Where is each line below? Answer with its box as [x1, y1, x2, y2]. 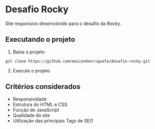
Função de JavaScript [12, 107, 60, 113]
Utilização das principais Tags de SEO [12, 117, 93, 123]
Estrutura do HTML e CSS [12, 101, 68, 108]
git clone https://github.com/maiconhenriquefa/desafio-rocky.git [5, 59, 150, 64]
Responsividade [12, 96, 47, 102]
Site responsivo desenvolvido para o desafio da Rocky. [5, 20, 122, 27]
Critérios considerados [5, 83, 81, 91]
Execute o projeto [12, 67, 50, 73]
